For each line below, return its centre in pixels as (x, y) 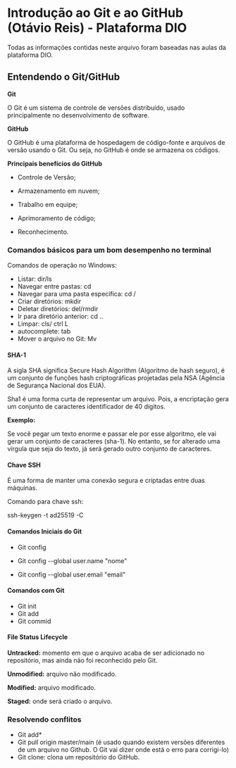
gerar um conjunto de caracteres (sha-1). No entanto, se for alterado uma (114, 441)
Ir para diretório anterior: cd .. (60, 316)
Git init (27, 606)
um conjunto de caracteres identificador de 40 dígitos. (86, 407)
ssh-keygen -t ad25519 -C (45, 515)
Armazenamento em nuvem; (58, 191)
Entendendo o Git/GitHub (64, 77)
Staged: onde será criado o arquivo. (60, 701)
